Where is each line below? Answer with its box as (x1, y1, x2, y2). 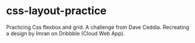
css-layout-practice (6, 4, 107, 18)
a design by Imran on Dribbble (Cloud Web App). (6, 29, 125, 37)
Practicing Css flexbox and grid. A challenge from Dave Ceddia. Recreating (6, 24, 190, 31)
